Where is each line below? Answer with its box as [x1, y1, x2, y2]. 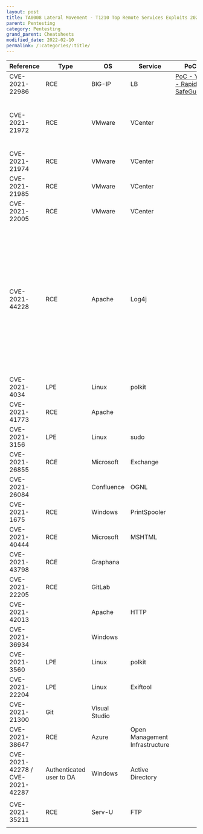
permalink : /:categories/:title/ [6, 43, 91, 49]
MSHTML [130, 533, 158, 541]
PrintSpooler [130, 507, 166, 516]
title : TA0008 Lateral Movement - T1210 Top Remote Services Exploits [6, 15, 188, 21]
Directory [130, 773, 157, 781]
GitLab [91, 582, 111, 591]
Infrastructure [130, 740, 170, 749]
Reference [9, 62, 40, 70]
